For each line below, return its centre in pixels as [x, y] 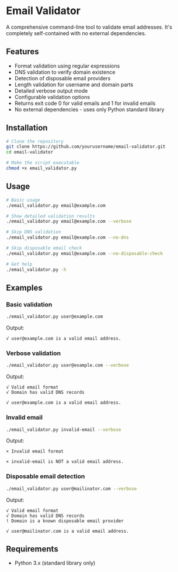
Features [22, 52]
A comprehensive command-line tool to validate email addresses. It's [89, 27]
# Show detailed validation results [50, 216]
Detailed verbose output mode [51, 91]
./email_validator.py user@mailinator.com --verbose [71, 488]
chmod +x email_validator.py [41, 168]
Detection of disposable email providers [62, 78]
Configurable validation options [52, 97]
